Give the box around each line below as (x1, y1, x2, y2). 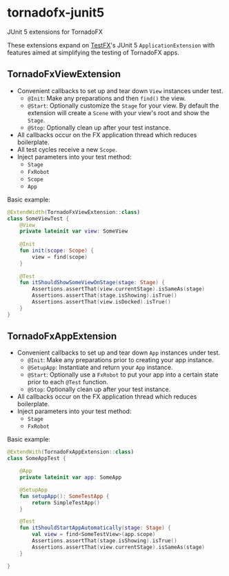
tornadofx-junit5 (7, 5, 105, 21)
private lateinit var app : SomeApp (19, 474, 122, 481)
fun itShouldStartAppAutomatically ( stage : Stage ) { (19, 524, 171, 532)
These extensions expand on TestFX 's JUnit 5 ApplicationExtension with (7, 41, 215, 49)
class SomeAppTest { (7, 455, 67, 462)
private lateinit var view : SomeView (19, 228, 128, 235)
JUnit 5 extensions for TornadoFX (7, 28, 103, 36)
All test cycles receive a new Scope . (17, 145, 117, 153)
